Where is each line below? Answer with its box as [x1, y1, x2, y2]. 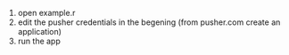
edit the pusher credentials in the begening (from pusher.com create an [17, 17, 281, 27]
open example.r [17, 8, 76, 18]
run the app [17, 35, 61, 46]
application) [17, 27, 62, 36]
